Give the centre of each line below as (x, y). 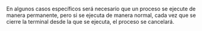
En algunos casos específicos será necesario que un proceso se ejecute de (101, 9)
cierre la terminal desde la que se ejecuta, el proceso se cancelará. (90, 22)
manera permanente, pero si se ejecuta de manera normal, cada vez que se (101, 15)
